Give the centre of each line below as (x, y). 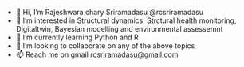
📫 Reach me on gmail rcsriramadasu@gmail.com (97, 54)
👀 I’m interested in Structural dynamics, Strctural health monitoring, (126, 20)
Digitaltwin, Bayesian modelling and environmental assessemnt (119, 29)
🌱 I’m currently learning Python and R (77, 37)
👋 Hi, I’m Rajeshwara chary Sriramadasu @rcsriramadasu (110, 12)
